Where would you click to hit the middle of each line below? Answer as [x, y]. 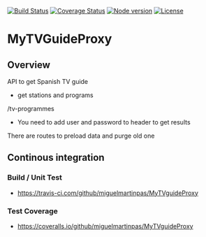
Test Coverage [32, 211]
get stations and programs [55, 95]
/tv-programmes [31, 109]
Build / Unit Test [35, 178]
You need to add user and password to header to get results [104, 122]
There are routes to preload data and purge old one [81, 136]
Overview [29, 65]
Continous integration [56, 158]
